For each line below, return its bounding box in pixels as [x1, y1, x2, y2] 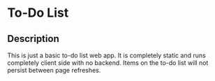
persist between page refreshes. [7, 66, 101, 74]
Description [7, 33, 59, 45]
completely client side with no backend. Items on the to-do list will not [7, 59, 209, 67]
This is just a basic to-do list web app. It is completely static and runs [7, 51, 206, 59]
